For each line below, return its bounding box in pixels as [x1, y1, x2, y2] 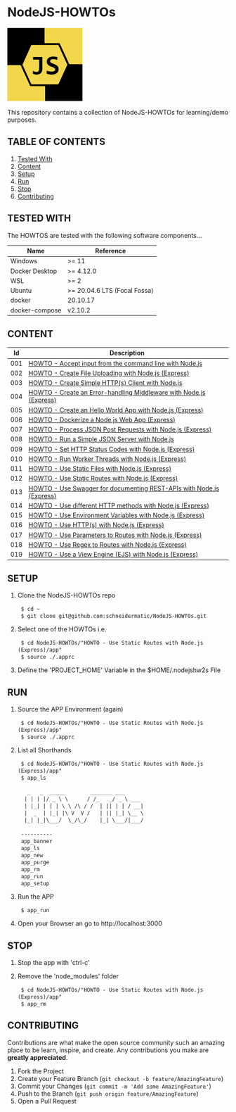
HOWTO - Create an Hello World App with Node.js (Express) [28, 405, 204, 414]
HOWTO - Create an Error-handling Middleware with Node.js [28, 388, 206, 397]
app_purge [20, 859, 50, 866]
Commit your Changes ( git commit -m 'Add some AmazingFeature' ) [17, 1082, 212, 1090]
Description [110, 349, 145, 358]
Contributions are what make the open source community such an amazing [7, 1038, 225, 1047]
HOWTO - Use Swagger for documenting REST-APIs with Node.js [28, 484, 220, 493]
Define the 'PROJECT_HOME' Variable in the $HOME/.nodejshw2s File [17, 666, 221, 674]
